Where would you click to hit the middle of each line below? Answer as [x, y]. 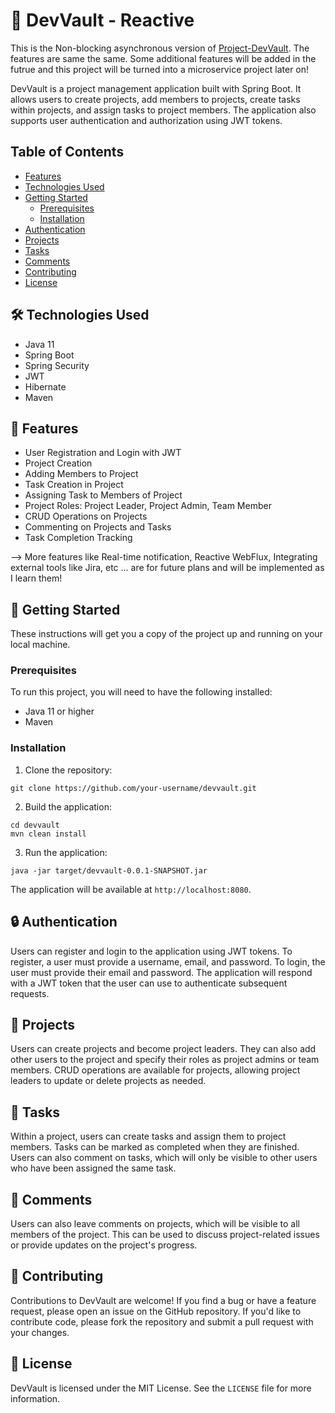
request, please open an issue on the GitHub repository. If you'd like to [156, 1311]
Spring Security [57, 365]
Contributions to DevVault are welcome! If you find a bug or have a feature [163, 1300]
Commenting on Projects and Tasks [98, 527]
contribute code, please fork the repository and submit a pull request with [162, 1321]
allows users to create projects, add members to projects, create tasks [155, 99]
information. [35, 1398]
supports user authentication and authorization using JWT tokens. [146, 120]
